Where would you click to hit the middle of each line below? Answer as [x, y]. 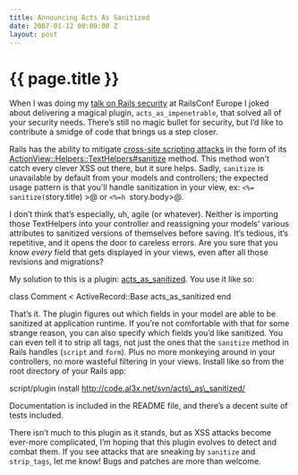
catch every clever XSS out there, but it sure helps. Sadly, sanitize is [136, 168]
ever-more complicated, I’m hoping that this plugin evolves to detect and [143, 442]
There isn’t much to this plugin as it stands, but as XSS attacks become [140, 433]
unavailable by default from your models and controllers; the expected [139, 178]
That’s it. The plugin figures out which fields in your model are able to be [143, 314]
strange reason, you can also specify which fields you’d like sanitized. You [146, 333]
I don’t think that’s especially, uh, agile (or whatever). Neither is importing [144, 214]
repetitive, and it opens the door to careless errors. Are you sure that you [144, 243]
